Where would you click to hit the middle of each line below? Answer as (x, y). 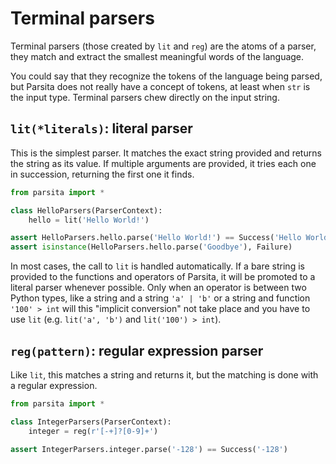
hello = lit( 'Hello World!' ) (89, 220)
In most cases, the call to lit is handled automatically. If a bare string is (157, 266)
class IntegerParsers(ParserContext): (91, 422)
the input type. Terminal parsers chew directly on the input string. (145, 97)
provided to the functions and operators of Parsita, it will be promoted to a (163, 277)
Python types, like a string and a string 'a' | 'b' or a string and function (160, 298)
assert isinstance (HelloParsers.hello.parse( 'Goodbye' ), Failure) (151, 247)
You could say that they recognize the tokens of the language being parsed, (166, 76)
